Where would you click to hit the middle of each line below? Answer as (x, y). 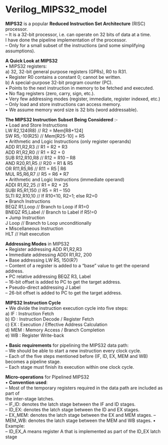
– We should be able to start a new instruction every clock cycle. (73, 351)
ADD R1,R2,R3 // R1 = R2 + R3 (36, 146)
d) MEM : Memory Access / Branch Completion (55, 330)
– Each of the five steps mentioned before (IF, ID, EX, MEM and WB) (77, 356)
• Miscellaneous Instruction (34, 228)
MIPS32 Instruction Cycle (33, 303)
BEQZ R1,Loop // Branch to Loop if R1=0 (47, 206)
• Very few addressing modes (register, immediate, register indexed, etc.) (83, 99)
